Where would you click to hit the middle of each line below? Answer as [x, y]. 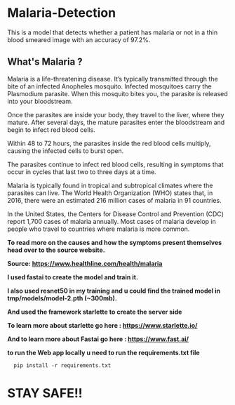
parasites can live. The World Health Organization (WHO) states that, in [110, 193]
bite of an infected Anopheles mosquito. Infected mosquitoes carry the [109, 86]
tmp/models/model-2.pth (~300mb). [62, 298]
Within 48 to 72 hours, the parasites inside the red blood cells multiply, [109, 143]
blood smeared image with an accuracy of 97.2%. [79, 39]
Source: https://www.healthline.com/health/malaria [85, 263]
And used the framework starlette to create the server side [95, 312]
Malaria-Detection [62, 13]
